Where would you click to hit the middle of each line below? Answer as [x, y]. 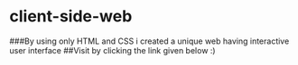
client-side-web [71, 16]
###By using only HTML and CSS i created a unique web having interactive [149, 41]
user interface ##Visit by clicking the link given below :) [112, 50]
